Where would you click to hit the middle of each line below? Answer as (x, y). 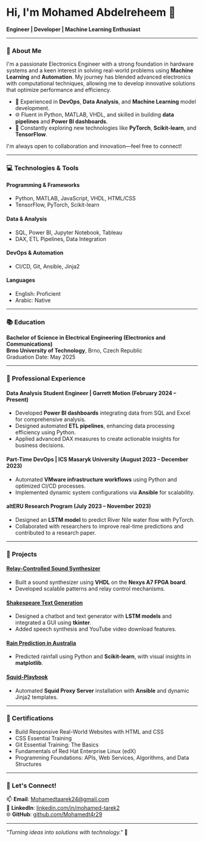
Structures (28, 764)
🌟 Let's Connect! (31, 785)
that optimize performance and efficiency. (59, 90)
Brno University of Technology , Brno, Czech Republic (74, 351)
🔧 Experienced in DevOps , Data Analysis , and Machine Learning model (105, 102)
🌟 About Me (24, 51)
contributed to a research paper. (56, 533)
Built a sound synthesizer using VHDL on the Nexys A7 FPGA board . (101, 582)
